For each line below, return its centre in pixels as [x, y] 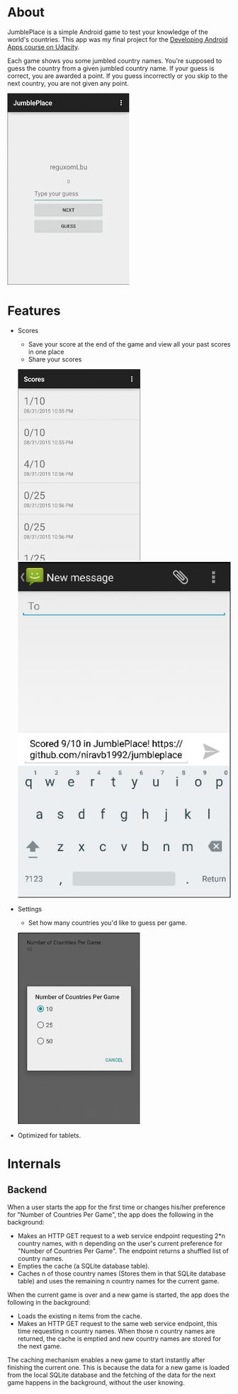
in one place [46, 352]
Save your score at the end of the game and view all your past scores [129, 344]
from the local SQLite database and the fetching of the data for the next [112, 1375]
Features [34, 311]
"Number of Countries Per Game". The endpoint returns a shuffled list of [123, 1251]
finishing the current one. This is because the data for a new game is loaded [119, 1367]
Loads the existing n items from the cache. [80, 1316]
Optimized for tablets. [49, 1135]
